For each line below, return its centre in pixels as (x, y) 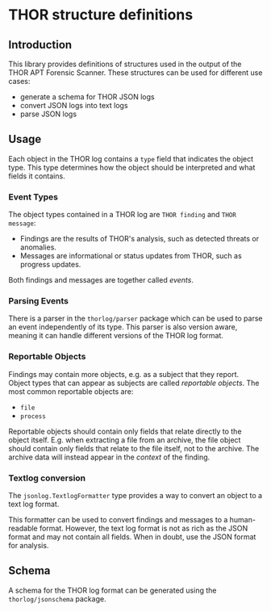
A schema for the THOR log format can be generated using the (113, 590)
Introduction (40, 45)
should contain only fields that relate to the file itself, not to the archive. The (134, 448)
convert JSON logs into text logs (74, 105)
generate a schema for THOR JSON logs (87, 97)
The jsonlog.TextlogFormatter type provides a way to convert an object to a (135, 495)
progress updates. (50, 265)
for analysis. (29, 545)
